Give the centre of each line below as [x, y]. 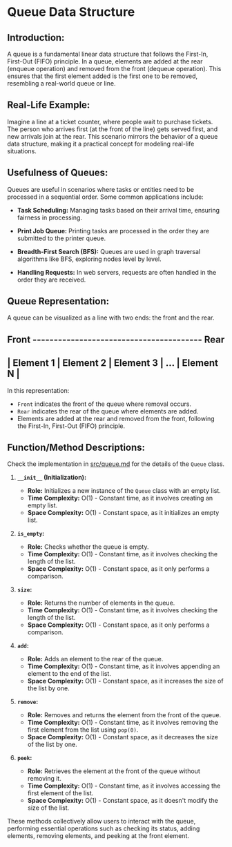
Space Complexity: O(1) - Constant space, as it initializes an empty [123, 513]
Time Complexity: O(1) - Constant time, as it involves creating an [120, 498]
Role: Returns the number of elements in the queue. [101, 603]
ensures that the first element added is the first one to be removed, [103, 76]
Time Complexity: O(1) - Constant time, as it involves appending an [124, 666]
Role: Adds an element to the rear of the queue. [95, 659]
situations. [22, 151]
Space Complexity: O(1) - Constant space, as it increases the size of [125, 681]
